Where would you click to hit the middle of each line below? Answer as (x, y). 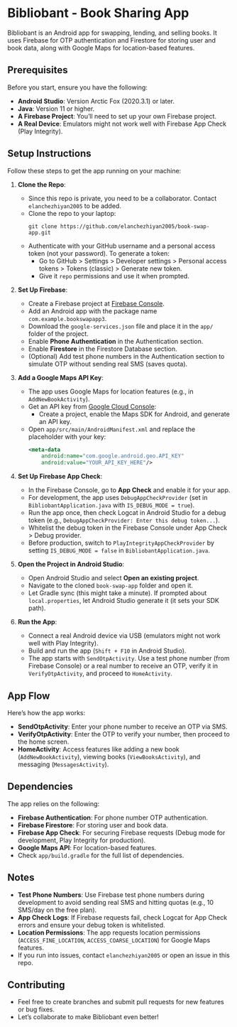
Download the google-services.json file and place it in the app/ (121, 326)
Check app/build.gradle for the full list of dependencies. (101, 855)
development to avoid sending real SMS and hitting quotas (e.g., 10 (116, 902)
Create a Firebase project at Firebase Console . (96, 303)
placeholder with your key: (67, 436)
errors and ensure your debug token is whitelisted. (91, 925)
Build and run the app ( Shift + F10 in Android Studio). (107, 651)
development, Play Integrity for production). (82, 840)
